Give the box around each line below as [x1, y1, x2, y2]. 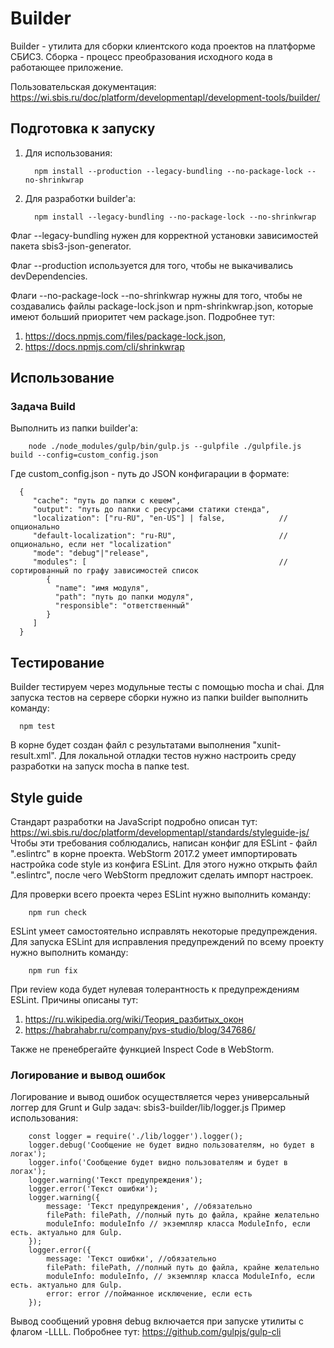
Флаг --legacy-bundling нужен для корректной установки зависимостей [10, 229, 319, 241]
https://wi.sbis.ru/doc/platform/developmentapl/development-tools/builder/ [10, 91, 321, 103]
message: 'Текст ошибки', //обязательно [46, 1254, 217, 1264]
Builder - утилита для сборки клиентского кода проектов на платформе [10, 40, 316, 52]
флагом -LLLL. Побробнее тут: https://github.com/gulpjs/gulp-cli [10, 1326, 282, 1338]
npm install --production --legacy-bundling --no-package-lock [34, 166, 303, 176]
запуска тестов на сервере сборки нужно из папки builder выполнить [10, 692, 308, 704]
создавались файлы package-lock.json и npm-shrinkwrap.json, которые [10, 300, 314, 312]
